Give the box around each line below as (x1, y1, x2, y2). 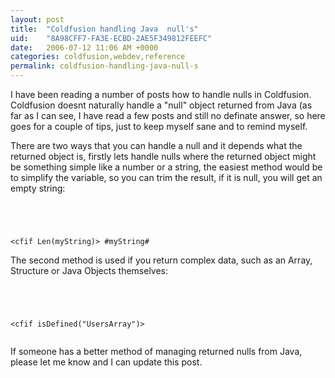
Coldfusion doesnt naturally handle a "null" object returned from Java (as (10, 99, 313, 111)
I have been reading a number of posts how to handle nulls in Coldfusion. (10, 89, 312, 100)
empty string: (10, 182, 66, 194)
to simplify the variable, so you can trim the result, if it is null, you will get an (10, 172, 323, 183)
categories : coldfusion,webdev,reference (10, 52, 186, 62)
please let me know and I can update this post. (10, 356, 203, 368)
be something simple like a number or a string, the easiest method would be (10, 161, 323, 173)
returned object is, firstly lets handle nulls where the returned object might (10, 151, 317, 162)
